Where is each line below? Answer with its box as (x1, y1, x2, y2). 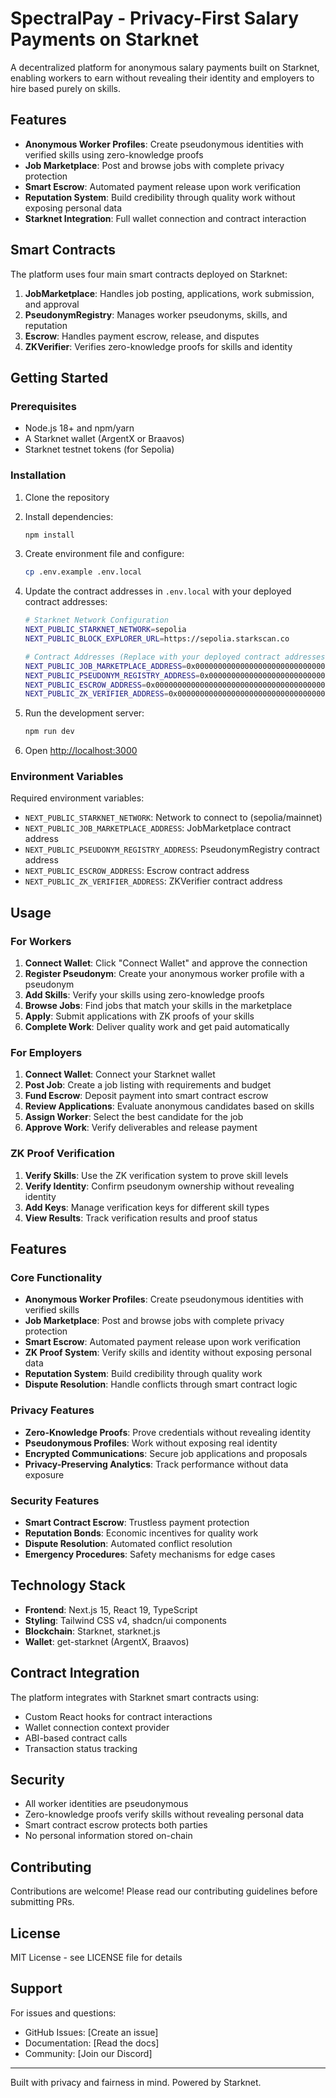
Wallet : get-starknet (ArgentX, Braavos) (24, 1635, 190, 1647)
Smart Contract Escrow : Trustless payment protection (24, 1517, 250, 1529)
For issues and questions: (10, 2007, 117, 2019)
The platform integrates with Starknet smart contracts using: (10, 1691, 260, 1703)
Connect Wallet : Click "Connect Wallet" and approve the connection (24, 957, 308, 969)
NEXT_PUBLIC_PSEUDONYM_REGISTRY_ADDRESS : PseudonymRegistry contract (24, 843, 320, 856)
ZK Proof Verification (10, 1147, 115, 1161)
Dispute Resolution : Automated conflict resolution (24, 1538, 233, 1550)
